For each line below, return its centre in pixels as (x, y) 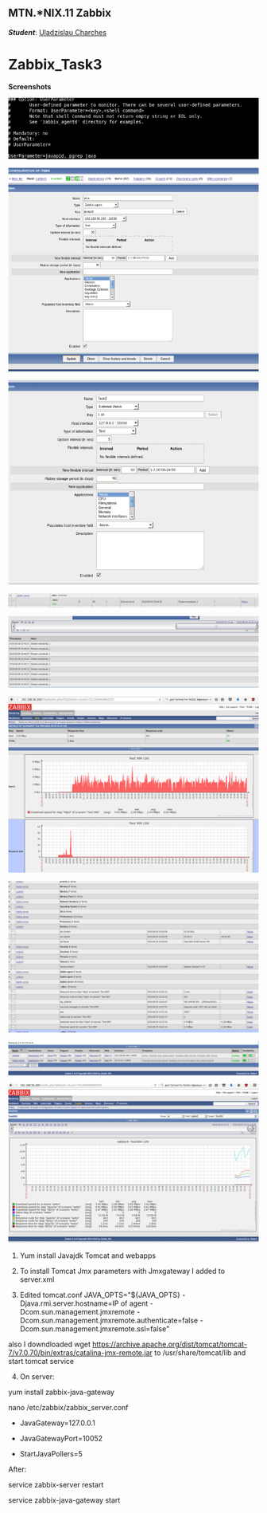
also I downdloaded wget (50, 1344)
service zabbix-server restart (56, 1485)
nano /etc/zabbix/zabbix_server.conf (68, 1408)
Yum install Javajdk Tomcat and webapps (88, 1256)
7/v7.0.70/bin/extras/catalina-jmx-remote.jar (81, 1353)
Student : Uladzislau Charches (58, 32)
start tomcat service (41, 1362)
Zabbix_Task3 (55, 65)
